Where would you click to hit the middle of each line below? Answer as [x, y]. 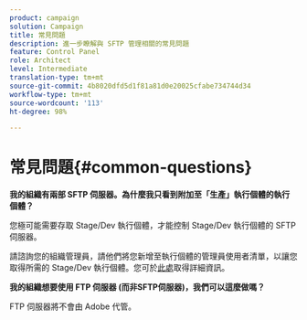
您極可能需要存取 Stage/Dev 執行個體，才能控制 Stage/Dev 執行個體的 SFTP [153, 226]
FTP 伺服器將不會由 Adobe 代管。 [73, 306]
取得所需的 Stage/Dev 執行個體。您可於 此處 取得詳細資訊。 [120, 268]
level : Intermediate [49, 69]
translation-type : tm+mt [57, 78]
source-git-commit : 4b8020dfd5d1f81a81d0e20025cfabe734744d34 [130, 86]
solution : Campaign [47, 27]
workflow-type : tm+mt [51, 94]
